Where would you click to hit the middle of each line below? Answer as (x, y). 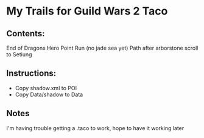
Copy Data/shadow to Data (49, 94)
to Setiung (19, 54)
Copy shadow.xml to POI (46, 88)
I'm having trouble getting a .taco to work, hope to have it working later (95, 128)
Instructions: (31, 74)
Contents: (26, 34)
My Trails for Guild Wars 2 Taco (87, 11)
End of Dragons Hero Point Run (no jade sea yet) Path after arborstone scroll (102, 48)
